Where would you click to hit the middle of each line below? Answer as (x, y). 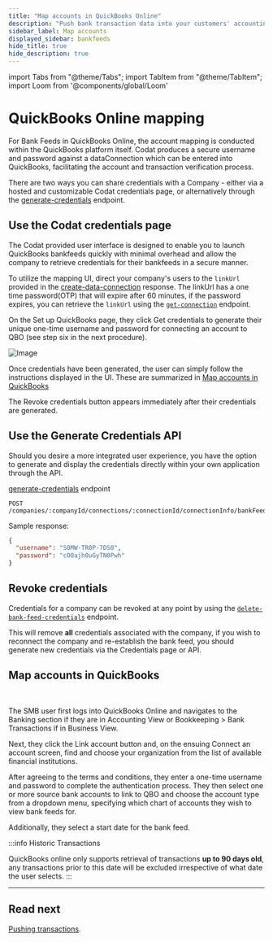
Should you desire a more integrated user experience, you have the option (133, 456)
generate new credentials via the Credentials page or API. (105, 650)
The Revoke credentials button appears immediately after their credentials (132, 401)
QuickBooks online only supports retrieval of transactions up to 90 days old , (136, 858)
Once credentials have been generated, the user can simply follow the (126, 369)
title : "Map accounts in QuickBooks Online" (85, 16)
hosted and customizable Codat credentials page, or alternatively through (132, 191)
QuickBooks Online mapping (106, 118)
